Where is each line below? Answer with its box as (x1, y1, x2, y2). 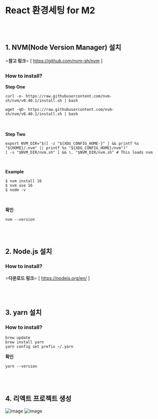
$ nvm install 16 (5, 178, 42, 184)
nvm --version (5, 217, 35, 222)
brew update (5, 335, 30, 341)
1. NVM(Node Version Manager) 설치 (5, 43, 122, 52)
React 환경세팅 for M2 (5, 5, 95, 16)
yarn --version (5, 364, 37, 369)
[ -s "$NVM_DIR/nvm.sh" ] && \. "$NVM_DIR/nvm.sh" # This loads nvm (5, 150, 153, 155)
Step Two (5, 131, 26, 137)
